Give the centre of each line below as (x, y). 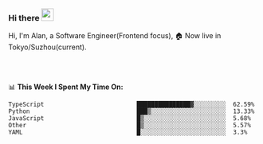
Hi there (24, 18)
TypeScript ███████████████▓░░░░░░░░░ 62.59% (131, 105)
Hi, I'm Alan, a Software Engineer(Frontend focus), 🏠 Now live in (115, 36)
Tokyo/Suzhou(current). (47, 47)
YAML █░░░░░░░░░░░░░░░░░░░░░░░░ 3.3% (128, 132)
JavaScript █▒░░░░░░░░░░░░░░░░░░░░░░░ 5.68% (130, 119)
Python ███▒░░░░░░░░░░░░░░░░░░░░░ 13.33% (131, 111)
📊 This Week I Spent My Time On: (66, 87)
